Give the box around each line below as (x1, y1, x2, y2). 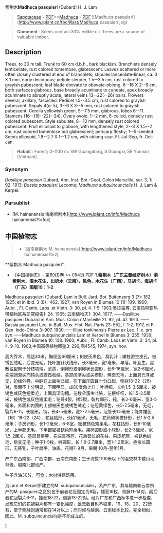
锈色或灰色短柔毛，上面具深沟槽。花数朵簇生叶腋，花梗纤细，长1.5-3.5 (5, 390, 147, 396)
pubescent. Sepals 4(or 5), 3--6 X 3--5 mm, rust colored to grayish (5, 102, 140, 109)
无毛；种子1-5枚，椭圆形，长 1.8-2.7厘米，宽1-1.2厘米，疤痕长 (21, 439, 146, 445)
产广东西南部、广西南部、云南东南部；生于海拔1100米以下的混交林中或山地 (5, 456, 155, 462)
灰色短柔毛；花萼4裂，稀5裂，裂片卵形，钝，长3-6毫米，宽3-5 (30, 397, 157, 402)
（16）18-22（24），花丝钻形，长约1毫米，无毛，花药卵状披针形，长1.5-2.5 (5, 415, 155, 421)
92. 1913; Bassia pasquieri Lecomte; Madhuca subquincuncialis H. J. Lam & (5, 182, 157, 188)
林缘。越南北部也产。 (5, 462, 48, 468)
